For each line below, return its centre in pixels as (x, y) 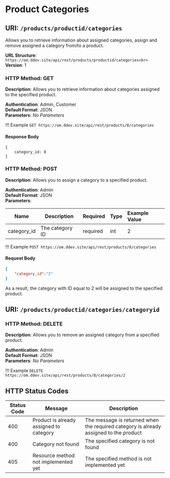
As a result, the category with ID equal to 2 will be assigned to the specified (84, 288)
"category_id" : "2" (34, 274)
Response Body (22, 136)
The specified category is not (120, 441)
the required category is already (123, 426)
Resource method (54, 456)
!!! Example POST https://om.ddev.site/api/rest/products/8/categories (81, 247)
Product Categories (47, 9)
